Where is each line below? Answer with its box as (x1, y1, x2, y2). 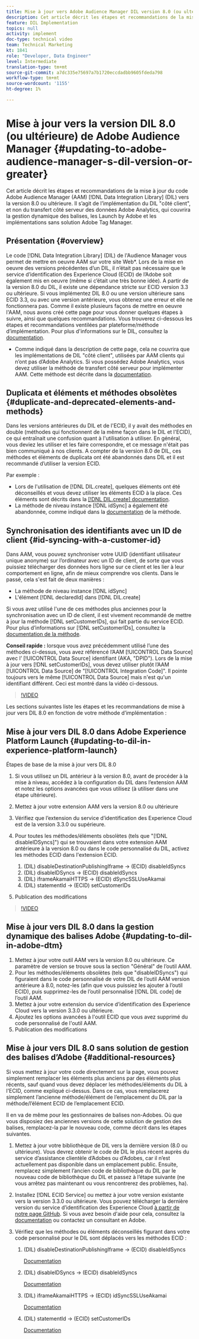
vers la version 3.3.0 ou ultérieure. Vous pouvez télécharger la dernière (14, 1197, 188, 1205)
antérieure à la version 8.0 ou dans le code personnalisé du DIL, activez (14, 845, 190, 852)
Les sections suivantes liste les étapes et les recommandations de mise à (6, 703, 185, 711)
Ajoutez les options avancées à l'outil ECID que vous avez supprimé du (14, 1013, 188, 1020)
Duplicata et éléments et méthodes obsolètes (6, 388, 178, 398)
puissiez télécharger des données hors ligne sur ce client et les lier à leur (6, 563, 185, 571)
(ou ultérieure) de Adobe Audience (6, 130, 181, 143)
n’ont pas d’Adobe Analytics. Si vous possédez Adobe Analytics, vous (14, 358, 185, 365)
